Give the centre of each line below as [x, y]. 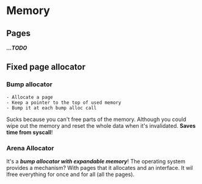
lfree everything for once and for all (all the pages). [70, 174]
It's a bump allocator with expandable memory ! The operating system [96, 161]
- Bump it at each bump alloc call [52, 108]
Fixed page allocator [46, 67]
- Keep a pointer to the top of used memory [64, 102]
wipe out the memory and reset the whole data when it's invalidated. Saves [101, 125]
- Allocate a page [30, 97]
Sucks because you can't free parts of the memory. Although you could [96, 119]
